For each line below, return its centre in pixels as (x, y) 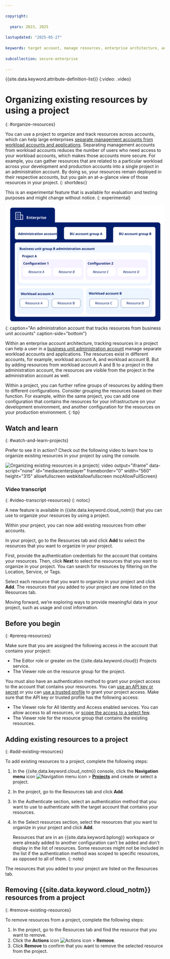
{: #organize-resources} (30, 125)
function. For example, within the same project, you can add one (72, 396)
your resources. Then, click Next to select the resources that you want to (81, 561)
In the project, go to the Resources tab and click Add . (68, 792)
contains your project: (28, 651)
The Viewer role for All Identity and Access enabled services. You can (85, 707)
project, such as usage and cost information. (52, 608)
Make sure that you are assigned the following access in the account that (81, 646)
